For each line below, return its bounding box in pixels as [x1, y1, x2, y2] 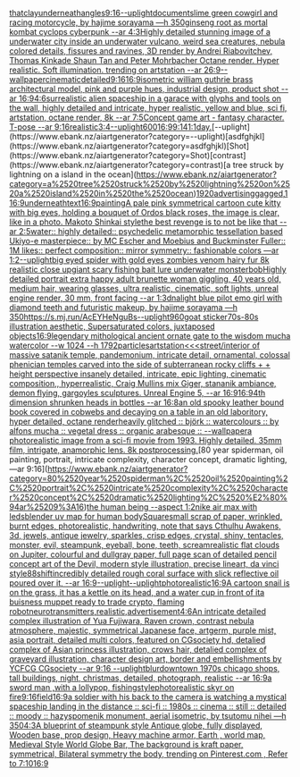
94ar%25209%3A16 [9, 502, 85, 512]
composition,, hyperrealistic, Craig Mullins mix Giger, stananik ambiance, [9, 378, 277, 388]
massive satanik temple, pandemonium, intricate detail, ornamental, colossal [9, 350, 290, 360]
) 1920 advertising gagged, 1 [193, 188, 288, 198]
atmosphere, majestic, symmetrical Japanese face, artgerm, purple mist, [9, 625, 277, 636]
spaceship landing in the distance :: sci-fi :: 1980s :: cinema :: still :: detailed [9, 701, 287, 712]
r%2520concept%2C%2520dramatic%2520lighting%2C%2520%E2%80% [9, 492, 288, 503]
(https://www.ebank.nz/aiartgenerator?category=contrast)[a [9, 160, 231, 170]
